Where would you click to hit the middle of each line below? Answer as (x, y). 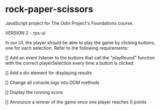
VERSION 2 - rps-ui (25, 33)
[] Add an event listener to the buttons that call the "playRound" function (80, 58)
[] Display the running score (34, 92)
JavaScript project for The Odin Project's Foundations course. (69, 23)
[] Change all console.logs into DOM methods (52, 82)
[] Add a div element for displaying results (49, 73)
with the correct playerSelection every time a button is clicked (69, 63)
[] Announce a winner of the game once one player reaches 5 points (76, 102)
